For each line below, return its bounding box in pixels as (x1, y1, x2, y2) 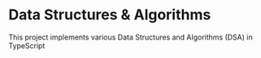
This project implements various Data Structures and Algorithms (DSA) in (8, 32, 254, 42)
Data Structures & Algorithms (8, 6, 211, 24)
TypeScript (8, 40, 46, 50)
